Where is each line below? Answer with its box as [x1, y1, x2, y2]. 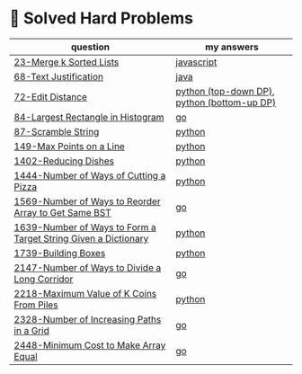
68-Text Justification [13, 70, 103, 83]
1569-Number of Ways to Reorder [13, 195, 161, 208]
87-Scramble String [13, 125, 100, 138]
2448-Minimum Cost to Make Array [13, 339, 166, 352]
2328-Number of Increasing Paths [13, 313, 162, 325]
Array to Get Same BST [13, 206, 112, 218]
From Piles [13, 298, 58, 311]
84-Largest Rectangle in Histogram [13, 111, 164, 123]
